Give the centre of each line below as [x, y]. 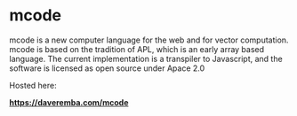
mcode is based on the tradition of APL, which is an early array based [137, 49]
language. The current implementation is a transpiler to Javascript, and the [146, 58]
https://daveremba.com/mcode [69, 102]
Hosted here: [33, 85]
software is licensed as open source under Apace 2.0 [107, 68]
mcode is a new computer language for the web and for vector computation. [149, 40]
